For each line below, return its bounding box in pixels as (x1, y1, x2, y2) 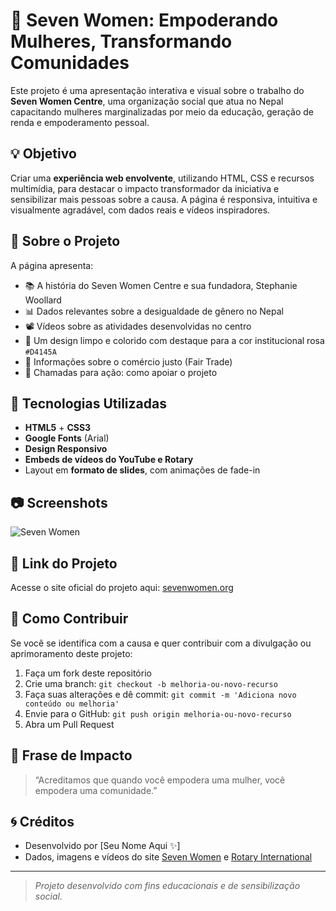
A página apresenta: (10, 259, 94, 271)
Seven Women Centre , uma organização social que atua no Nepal (10, 95, 284, 107)
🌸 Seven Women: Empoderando (10, 9, 279, 32)
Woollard (24, 294, 62, 306)
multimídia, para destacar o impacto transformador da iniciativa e (10, 182, 280, 194)
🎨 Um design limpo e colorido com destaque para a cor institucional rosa (24, 334, 325, 346)
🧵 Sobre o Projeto (10, 233, 121, 250)
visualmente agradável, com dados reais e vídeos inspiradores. (10, 204, 271, 216)
